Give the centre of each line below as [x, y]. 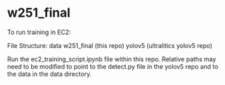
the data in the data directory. [50, 74]
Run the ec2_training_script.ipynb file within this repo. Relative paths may [112, 59]
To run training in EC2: [39, 32]
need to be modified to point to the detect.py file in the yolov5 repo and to [113, 66]
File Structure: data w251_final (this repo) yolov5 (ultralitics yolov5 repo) [110, 45]
